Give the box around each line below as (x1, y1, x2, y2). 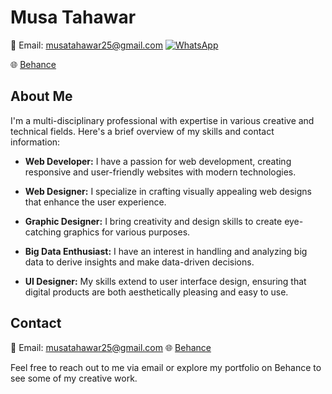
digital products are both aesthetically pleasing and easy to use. (24, 286, 289, 298)
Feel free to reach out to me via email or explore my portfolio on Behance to (10, 361, 322, 373)
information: (10, 136, 61, 148)
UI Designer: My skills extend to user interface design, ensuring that (24, 275, 307, 287)
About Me (10, 88, 73, 105)
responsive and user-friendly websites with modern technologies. (24, 166, 297, 178)
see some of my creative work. (10, 372, 138, 384)
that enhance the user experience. (24, 196, 167, 208)
